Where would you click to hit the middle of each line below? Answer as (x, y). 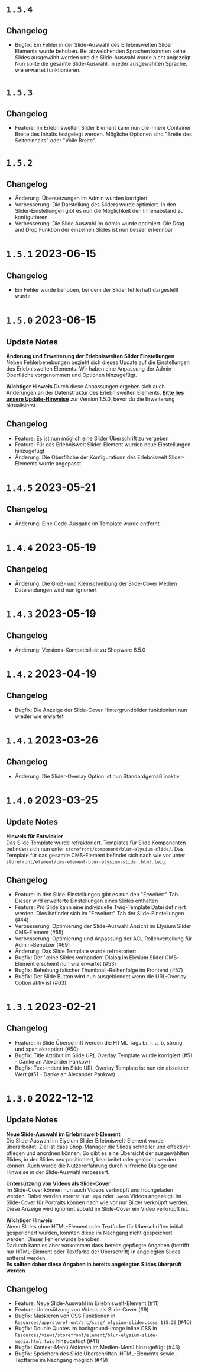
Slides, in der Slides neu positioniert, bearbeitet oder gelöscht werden (91, 1159)
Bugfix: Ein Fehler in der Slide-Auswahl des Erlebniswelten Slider (93, 45)
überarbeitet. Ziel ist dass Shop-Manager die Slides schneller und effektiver (98, 1147)
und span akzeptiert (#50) (46, 1049)
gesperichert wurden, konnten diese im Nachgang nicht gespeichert (89, 1233)
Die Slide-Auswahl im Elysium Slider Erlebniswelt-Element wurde (85, 1140)
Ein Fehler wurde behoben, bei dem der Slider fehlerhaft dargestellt (97, 290)
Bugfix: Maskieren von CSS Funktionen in (65, 1316)
